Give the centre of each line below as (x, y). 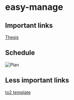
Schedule (20, 53)
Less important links (37, 80)
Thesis (12, 37)
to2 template (18, 92)
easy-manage (34, 7)
